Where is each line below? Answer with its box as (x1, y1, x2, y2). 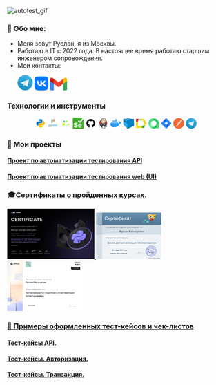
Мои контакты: (17, 62, 61, 70)
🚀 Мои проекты (7, 139, 62, 149)
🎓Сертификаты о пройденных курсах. (7, 190, 147, 200)
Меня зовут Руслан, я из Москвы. (17, 39, 117, 48)
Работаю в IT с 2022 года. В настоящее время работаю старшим (17, 47, 210, 55)
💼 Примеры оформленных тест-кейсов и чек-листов (7, 321, 195, 331)
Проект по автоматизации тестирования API (7, 156, 143, 165)
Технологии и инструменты (7, 101, 106, 111)
